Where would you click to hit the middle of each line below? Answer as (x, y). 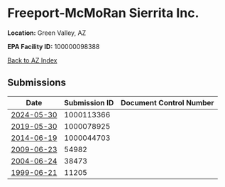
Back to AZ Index (32, 60)
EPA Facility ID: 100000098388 (54, 46)
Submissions (37, 83)
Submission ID (89, 102)
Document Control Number (167, 102)
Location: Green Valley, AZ (47, 33)
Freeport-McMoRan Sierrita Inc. (103, 13)
